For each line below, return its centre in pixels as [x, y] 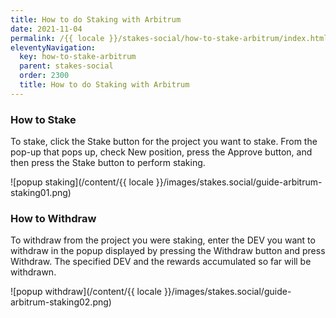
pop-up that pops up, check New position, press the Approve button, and [161, 152]
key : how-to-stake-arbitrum [78, 57]
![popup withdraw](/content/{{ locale [86, 292]
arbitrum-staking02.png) [61, 302]
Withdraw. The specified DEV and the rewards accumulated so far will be [161, 262]
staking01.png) [41, 193]
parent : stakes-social [66, 66]
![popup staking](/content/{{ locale [82, 182]
